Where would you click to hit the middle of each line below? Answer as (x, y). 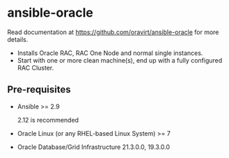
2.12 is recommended (48, 120)
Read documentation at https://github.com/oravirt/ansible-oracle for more (113, 32)
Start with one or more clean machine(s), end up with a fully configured (120, 60)
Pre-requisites (39, 89)
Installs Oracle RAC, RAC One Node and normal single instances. (110, 53)
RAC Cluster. (35, 68)
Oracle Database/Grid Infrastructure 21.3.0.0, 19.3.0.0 (94, 147)
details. (18, 39)
